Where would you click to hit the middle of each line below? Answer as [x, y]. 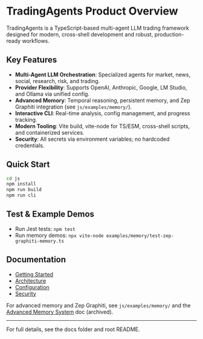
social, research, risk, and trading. [57, 81]
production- [169, 34]
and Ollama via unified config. [52, 94]
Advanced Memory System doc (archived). [60, 312]
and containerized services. [50, 132]
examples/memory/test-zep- [140, 236]
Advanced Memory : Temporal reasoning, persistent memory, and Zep [102, 100]
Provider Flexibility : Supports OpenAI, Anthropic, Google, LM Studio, [101, 87]
